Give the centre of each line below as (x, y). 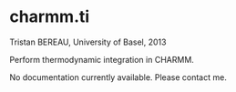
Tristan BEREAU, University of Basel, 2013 (88, 42)
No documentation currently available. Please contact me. (118, 77)
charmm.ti (50, 17)
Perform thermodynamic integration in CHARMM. (102, 59)
